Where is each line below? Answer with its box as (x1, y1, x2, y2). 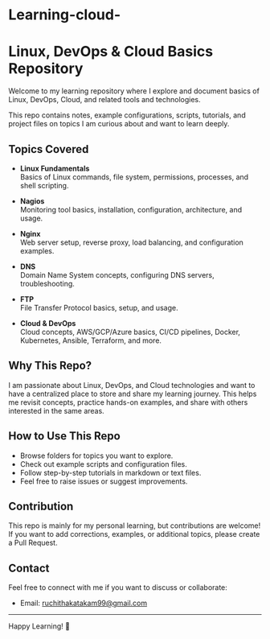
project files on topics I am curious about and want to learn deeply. (8, 119, 230, 129)
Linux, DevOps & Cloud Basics (8, 43, 214, 61)
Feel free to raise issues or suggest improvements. (19, 476, 188, 486)
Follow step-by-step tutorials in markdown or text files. (19, 468, 202, 477)
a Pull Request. (8, 538, 58, 548)
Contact (8, 561, 50, 575)
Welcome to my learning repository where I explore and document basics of (8, 86, 260, 96)
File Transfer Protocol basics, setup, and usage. (19, 303, 178, 312)
